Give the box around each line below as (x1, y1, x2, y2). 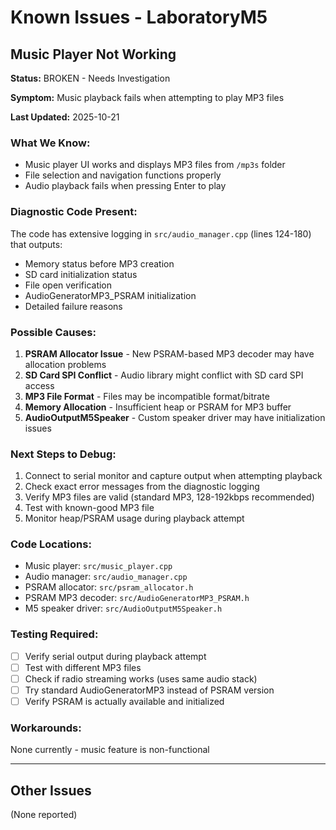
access (24, 379, 55, 391)
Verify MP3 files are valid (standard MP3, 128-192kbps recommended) (24, 491, 315, 503)
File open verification (24, 279, 113, 291)
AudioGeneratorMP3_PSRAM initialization (24, 289, 197, 301)
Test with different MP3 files (24, 661, 142, 673)
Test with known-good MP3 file (24, 502, 155, 514)
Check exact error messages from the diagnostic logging (24, 481, 260, 493)
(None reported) (10, 809, 78, 821)
